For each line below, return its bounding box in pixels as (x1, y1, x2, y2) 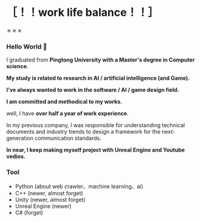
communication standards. (34, 134, 101, 142)
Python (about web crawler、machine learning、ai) (15, 182, 144, 190)
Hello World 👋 (6, 42, 47, 50)
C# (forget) (15, 209, 44, 216)
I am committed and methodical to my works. (6, 98, 123, 105)
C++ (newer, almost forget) (15, 189, 83, 196)
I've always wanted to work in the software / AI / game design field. (6, 86, 180, 94)
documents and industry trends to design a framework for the (6, 128, 161, 136)
